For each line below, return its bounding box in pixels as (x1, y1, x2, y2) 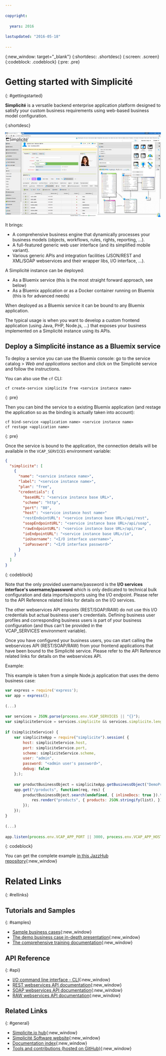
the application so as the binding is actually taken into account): (5, 409, 135, 415)
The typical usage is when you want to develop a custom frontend (5, 317, 140, 323)
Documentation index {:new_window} (12, 1040, 87, 1046)
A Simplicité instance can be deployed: (5, 267, 84, 273)
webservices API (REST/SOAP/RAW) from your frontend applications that (5, 643, 154, 648)
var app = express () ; (5, 693, 50, 698)
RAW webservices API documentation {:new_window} (12, 992, 121, 998)
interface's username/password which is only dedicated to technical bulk (5, 587, 157, 592)
